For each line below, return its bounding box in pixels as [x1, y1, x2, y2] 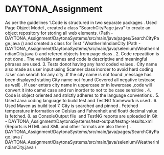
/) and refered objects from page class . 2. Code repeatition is [34, 50, 159, 57]
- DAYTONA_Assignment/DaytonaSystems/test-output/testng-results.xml [5, 118, 153, 124]
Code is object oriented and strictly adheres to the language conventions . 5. [5, 92, 160, 98]
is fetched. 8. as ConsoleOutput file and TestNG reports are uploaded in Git [5, 113, 158, 119]
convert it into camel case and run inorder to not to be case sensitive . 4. [5, 87, 151, 93]
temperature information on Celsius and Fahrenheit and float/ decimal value [5, 108, 158, 113]
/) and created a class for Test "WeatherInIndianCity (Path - [21, 40, 141, 46]
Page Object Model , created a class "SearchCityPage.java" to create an [5, 24, 151, 30]
